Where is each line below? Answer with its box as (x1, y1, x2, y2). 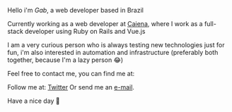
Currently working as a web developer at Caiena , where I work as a (7, 20, 203, 27)
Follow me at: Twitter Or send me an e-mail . (7, 83, 134, 91)
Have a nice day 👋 (7, 97, 60, 105)
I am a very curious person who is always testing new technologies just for (7, 41, 225, 49)
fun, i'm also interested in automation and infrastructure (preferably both (7, 49, 219, 56)
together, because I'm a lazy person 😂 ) (7, 56, 124, 64)
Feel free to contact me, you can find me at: (7, 70, 135, 77)
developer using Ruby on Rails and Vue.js (24, 27, 146, 35)
